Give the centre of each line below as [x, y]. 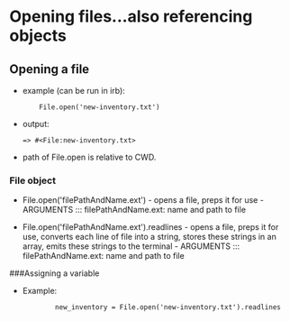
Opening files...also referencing [131, 17]
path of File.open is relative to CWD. [89, 157]
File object [33, 180]
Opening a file [50, 69]
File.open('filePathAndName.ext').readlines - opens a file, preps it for [150, 227]
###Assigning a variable [54, 273]
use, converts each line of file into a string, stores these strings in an [149, 237]
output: [36, 124]
